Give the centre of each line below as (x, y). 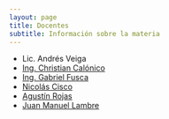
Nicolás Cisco (47, 87)
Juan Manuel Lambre (61, 106)
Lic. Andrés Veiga (54, 59)
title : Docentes (39, 26)
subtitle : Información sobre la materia (85, 33)
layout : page (33, 17)
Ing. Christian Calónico (64, 68)
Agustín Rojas (47, 96)
